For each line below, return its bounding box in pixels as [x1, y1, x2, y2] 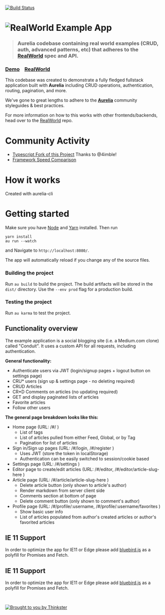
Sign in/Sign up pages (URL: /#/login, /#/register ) [12, 445, 114, 451]
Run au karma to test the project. [5, 309, 71, 316]
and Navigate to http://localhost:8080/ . [5, 247, 89, 254]
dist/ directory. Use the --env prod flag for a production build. [5, 286, 133, 292]
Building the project [5, 270, 54, 277]
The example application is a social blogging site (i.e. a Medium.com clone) [5, 337, 159, 343]
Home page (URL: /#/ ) [12, 424, 59, 430]
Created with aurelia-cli [5, 191, 53, 197]
